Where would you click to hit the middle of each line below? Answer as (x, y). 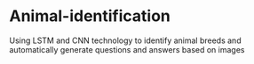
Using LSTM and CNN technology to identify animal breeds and (125, 40)
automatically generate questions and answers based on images (127, 49)
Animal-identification (90, 16)
